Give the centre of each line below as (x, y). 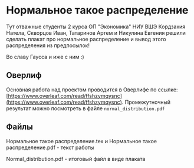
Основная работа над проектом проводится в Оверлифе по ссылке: (92, 90)
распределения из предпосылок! (48, 45)
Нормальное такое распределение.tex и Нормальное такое (82, 141)
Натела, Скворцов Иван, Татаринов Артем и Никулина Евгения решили (96, 32)
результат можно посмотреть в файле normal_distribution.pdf (86, 108)
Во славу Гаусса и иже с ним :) (45, 57)
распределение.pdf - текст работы (50, 147)
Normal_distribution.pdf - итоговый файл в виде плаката (76, 159)
